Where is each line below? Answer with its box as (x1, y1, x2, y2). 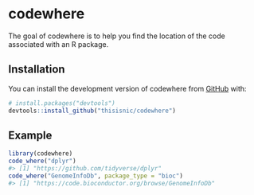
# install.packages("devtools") (8, 99, 115, 107)
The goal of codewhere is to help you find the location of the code (8, 31, 225, 41)
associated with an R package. (8, 39, 109, 49)
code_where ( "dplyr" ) (8, 157, 77, 166)
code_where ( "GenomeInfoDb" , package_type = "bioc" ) (8, 172, 183, 180)
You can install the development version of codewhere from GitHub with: (8, 84, 247, 93)
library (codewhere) (8, 150, 73, 158)
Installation (8, 63, 65, 76)
